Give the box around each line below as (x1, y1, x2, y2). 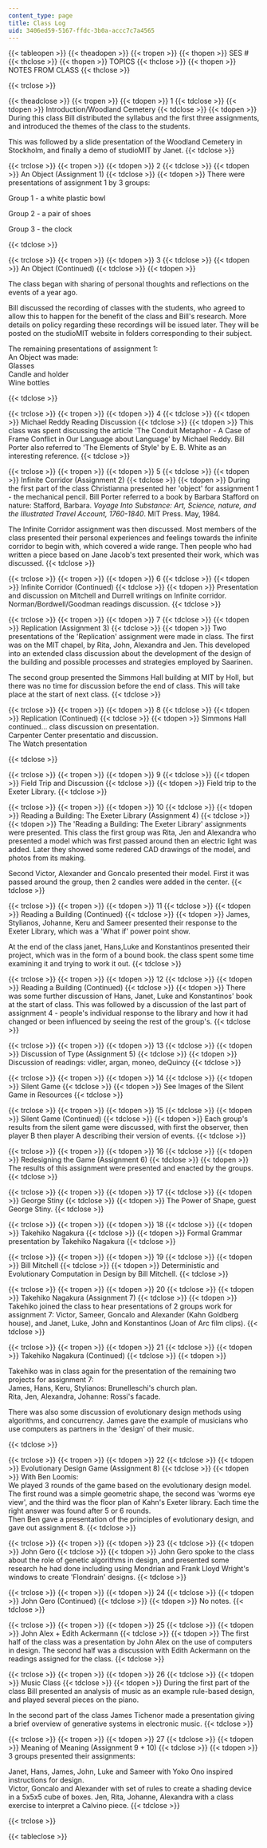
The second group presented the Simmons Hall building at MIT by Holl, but (8, 673, 253, 682)
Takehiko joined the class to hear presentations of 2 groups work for (8, 1301, 233, 1311)
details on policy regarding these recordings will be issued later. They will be (8, 320, 259, 330)
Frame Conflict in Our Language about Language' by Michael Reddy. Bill (8, 434, 245, 444)
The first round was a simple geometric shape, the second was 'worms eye (8, 1489, 256, 1499)
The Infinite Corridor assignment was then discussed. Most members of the (8, 524, 257, 535)
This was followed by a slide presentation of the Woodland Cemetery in (8, 137, 243, 147)
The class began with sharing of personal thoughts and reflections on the (8, 279, 249, 289)
